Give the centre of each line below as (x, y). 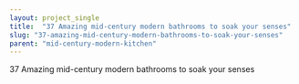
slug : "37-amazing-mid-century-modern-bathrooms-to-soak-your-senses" (146, 35)
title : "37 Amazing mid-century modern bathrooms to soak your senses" (150, 26)
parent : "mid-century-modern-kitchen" (83, 43)
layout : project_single (55, 18)
